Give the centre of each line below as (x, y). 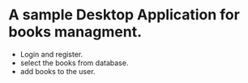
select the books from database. (74, 63)
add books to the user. (58, 71)
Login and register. (51, 54)
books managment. (75, 32)
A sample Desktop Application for (124, 15)
